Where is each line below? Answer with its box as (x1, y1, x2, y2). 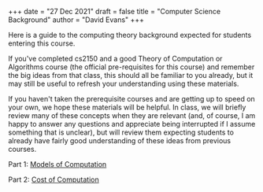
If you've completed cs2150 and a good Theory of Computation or (8, 54, 223, 63)
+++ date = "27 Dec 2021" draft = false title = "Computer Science (8, 7, 221, 16)
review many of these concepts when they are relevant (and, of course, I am (8, 111, 256, 120)
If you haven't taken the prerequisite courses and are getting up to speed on (8, 94, 256, 103)
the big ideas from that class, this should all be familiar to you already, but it (8, 71, 254, 79)
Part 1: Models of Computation (8, 160, 107, 168)
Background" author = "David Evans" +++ (8, 15, 144, 24)
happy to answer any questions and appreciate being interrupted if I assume (8, 120, 256, 128)
